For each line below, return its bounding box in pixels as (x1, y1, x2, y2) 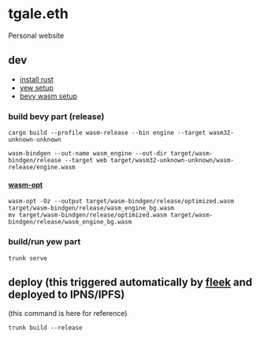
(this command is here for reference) (8, 309, 128, 318)
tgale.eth (8, 5, 69, 23)
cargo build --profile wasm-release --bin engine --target (8, 129, 206, 137)
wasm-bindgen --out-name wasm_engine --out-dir (8, 150, 168, 158)
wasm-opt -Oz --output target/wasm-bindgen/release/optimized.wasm (8, 198, 235, 206)
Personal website (8, 31, 65, 40)
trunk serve (8, 254, 47, 262)
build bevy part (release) (8, 111, 105, 122)
